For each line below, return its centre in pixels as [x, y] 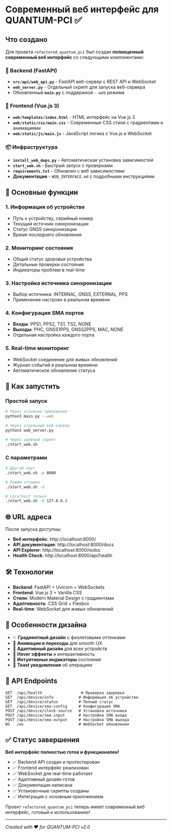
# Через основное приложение [36, 412]
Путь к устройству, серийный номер [53, 218]
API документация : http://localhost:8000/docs [63, 545]
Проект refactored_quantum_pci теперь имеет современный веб [75, 807]
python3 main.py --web [29, 416]
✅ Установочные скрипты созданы [51, 791]
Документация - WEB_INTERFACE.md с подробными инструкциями [83, 176]
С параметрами [26, 457]
